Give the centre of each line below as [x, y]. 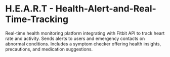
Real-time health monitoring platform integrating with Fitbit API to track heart [85, 33]
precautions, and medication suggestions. [49, 49]
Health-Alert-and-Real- [106, 9]
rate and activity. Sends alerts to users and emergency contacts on [75, 38]
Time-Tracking [37, 19]
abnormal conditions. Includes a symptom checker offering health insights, [83, 43]
